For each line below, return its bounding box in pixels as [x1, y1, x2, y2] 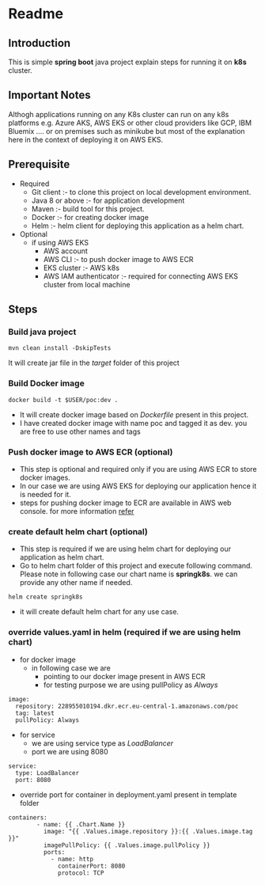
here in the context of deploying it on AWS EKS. [8, 135, 164, 144]
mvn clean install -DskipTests [8, 344, 112, 352]
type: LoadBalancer [15, 769, 80, 777]
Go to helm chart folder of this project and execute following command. [19, 561, 253, 571]
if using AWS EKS [31, 237, 89, 247]
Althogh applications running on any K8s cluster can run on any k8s [8, 109, 229, 119]
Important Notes [8, 89, 91, 102]
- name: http [50, 855, 93, 863]
